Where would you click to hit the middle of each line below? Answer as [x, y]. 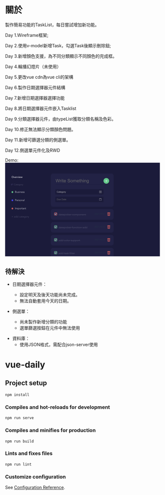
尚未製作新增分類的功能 [43, 322]
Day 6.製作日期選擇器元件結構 [35, 87]
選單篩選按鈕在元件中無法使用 [50, 328]
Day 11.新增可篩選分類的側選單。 [38, 140]
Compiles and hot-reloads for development [58, 407]
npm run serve [20, 418]
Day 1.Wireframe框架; [27, 35]
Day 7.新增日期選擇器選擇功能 [35, 98]
